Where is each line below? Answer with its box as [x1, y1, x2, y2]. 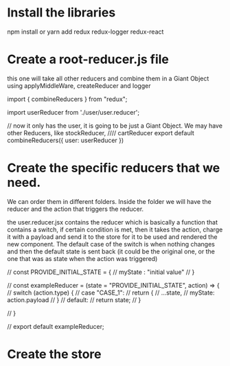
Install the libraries [7, 5, 116, 21]
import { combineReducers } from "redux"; [7, 95, 128, 103]
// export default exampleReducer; [7, 322, 104, 330]
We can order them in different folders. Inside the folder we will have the [7, 197, 211, 205]
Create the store [7, 347, 102, 362]
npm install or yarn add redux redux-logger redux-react [7, 27, 164, 36]
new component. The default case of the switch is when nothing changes [7, 240, 215, 248]
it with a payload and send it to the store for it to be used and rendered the [7, 232, 218, 241]
